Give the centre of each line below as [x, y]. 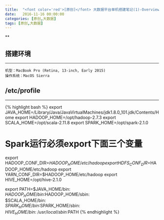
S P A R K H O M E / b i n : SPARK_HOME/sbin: [43, 206]
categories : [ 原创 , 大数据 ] [31, 19]
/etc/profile [23, 91]
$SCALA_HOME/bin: [26, 200]
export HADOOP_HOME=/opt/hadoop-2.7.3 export [65, 117]
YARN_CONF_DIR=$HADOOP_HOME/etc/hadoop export [61, 174]
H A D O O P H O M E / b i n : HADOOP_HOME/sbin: [47, 195]
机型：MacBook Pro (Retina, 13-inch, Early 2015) [55, 71]
